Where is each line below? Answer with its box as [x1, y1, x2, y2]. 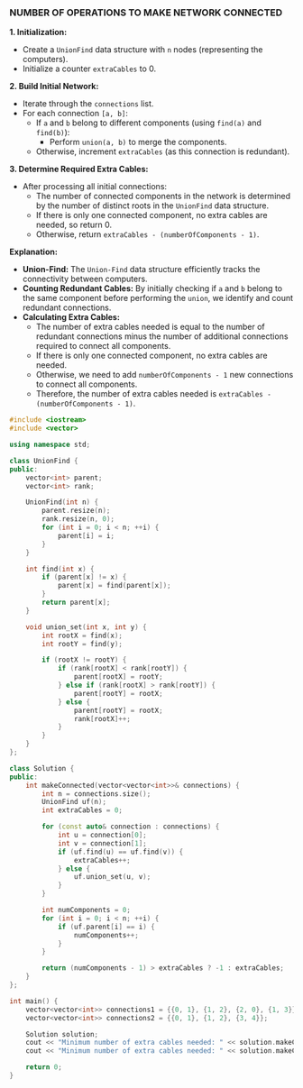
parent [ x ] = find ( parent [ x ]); [57, 581, 171, 590]
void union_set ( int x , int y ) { [25, 622, 147, 632]
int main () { [9, 996, 59, 1006]
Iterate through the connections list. [22, 98, 154, 109]
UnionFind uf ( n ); [41, 798, 106, 807]
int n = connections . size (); [41, 789, 151, 799]
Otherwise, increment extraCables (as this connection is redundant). [35, 146, 290, 157]
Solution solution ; [25, 1029, 99, 1038]
